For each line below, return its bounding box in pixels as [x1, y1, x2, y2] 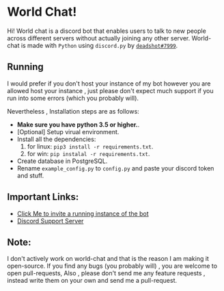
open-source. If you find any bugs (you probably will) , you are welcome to [7, 262, 217, 270]
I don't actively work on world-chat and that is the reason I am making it [7, 255, 210, 263]
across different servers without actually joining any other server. [7, 34, 191, 42]
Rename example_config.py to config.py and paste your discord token [16, 164, 214, 172]
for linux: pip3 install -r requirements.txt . [27, 142, 154, 151]
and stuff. [16, 171, 44, 179]
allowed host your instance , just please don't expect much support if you [7, 86, 214, 94]
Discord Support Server [16, 216, 84, 225]
